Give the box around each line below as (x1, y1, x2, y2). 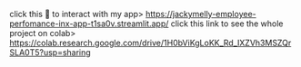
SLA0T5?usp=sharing (9, 47, 91, 58)
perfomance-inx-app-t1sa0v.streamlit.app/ (9, 18, 169, 29)
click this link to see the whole (170, 18, 284, 29)
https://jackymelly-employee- (145, 9, 256, 19)
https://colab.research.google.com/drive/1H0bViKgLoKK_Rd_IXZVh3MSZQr (9, 37, 292, 48)
